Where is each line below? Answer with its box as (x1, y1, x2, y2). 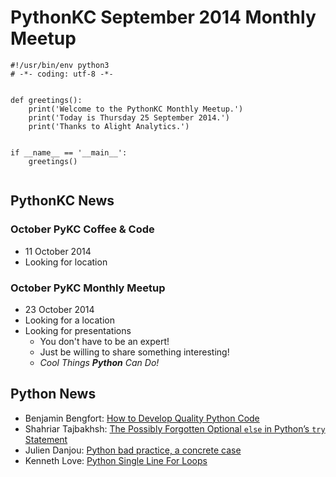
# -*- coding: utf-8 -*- (10, 69, 114, 79)
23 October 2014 (24, 303, 95, 315)
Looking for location (24, 256, 108, 268)
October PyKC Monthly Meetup (10, 281, 166, 295)
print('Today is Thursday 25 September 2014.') (28, 112, 230, 123)
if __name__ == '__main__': (10, 147, 128, 158)
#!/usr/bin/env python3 (10, 60, 110, 70)
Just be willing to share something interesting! (39, 346, 230, 358)
